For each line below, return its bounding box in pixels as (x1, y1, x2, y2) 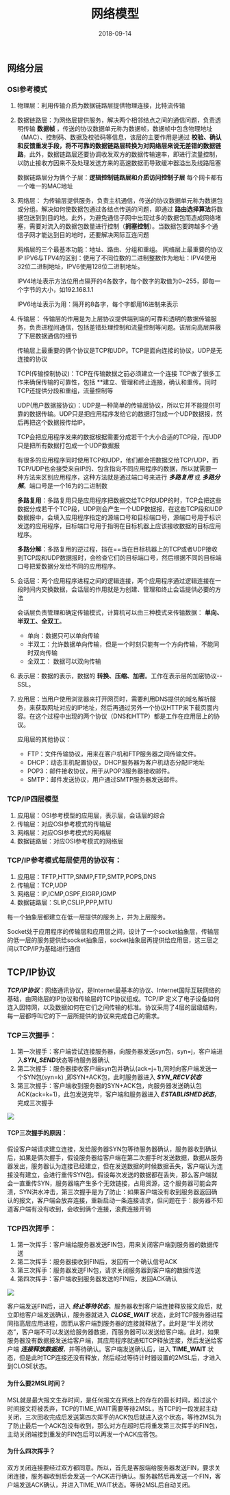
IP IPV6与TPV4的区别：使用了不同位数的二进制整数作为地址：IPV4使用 (16, 254, 217, 262)
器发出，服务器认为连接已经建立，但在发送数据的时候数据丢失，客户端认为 (7, 1162, 217, 1170)
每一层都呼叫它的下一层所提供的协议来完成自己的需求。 (7, 1011, 163, 1020)
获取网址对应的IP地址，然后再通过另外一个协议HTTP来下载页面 (35, 704, 213, 712)
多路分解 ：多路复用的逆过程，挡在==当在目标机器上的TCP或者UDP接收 (16, 545, 218, 554)
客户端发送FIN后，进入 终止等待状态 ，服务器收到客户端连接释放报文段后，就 (7, 1302, 222, 1311)
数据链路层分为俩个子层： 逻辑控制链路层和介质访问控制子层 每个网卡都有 (16, 173, 223, 182)
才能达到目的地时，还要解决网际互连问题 (35, 231, 149, 239)
